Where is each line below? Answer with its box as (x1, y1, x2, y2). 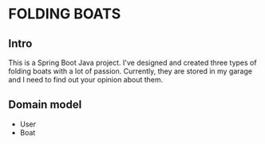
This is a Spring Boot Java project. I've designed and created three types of (8, 58, 257, 67)
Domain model (8, 98, 82, 112)
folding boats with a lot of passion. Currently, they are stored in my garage (8, 66, 253, 76)
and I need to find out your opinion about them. (8, 75, 164, 84)
